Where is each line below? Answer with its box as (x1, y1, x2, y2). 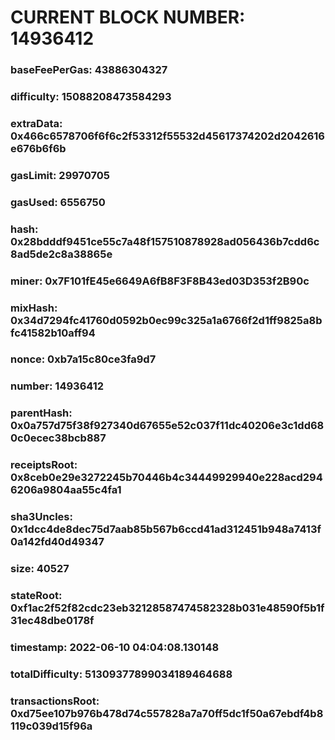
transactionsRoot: (10, 694, 100, 708)
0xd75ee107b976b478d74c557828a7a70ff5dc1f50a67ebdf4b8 (10, 706, 324, 720)
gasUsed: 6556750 (10, 195, 106, 209)
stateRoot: (10, 589, 63, 603)
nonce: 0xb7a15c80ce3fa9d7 (10, 352, 157, 366)
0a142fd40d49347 (10, 535, 105, 549)
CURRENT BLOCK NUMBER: (10, 6, 246, 29)
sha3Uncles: (10, 510, 73, 524)
